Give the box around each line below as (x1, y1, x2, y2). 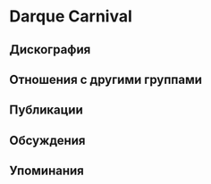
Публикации (9, 103, 83, 118)
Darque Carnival (9, 6, 132, 27)
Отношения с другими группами (9, 71, 203, 87)
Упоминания (9, 163, 85, 179)
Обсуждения (9, 132, 86, 148)
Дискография (9, 42, 91, 57)
